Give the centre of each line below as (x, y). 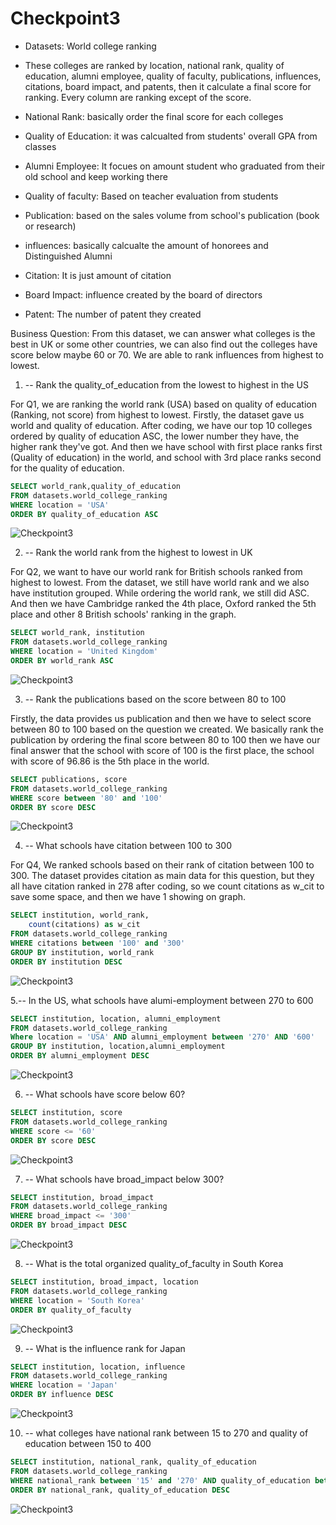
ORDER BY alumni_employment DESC (80, 1056)
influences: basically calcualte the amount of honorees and (146, 245)
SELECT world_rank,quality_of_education (96, 486)
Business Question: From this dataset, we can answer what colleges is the (163, 333)
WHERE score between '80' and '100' (86, 798)
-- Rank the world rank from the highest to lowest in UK (138, 553)
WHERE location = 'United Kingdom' (84, 652)
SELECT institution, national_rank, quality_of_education (133, 1462)
